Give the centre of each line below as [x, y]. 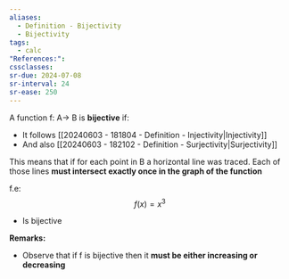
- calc [29, 51]
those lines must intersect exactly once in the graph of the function [136, 171]
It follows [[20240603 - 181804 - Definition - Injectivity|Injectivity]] [144, 135]
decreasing [44, 265]
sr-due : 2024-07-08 [45, 76]
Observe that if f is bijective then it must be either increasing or [140, 256]
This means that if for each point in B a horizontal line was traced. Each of [145, 161]
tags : [19, 42]
